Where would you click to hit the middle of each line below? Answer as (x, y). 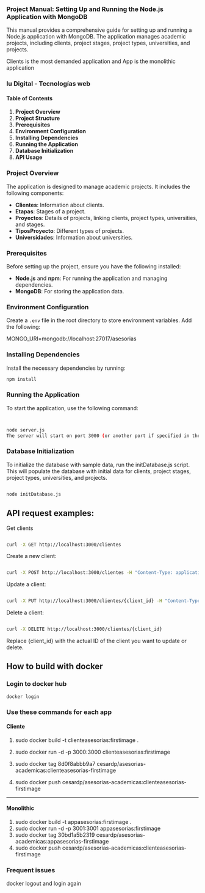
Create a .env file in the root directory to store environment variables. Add (99, 320)
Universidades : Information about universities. (74, 237)
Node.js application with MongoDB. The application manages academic (96, 37)
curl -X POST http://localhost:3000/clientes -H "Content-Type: (90, 573)
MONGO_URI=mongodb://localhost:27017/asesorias (71, 339)
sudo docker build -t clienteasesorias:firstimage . (77, 740)
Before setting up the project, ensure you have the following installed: (94, 266)
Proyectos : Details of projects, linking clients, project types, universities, (106, 218)
